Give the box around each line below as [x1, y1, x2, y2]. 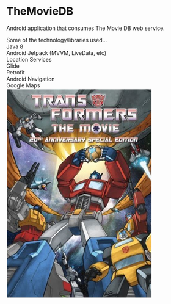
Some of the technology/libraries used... [6, 36, 107, 43]
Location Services [6, 56, 52, 63]
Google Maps [6, 81, 40, 89]
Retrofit [6, 68, 26, 76]
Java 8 [6, 43, 23, 50]
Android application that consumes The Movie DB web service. [6, 24, 165, 32]
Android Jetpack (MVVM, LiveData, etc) [6, 49, 107, 56]
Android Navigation [6, 75, 55, 82]
